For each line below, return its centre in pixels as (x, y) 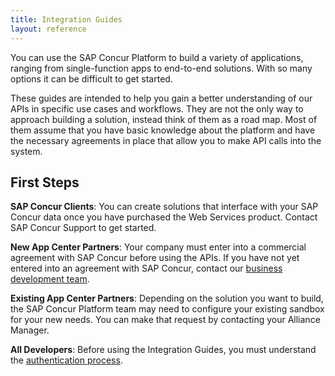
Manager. (30, 330)
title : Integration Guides (66, 19)
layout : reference (48, 29)
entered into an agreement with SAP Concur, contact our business (146, 268)
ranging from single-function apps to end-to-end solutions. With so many (161, 68)
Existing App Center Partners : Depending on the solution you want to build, (167, 298)
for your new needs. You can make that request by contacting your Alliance (165, 320)
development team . (50, 279)
